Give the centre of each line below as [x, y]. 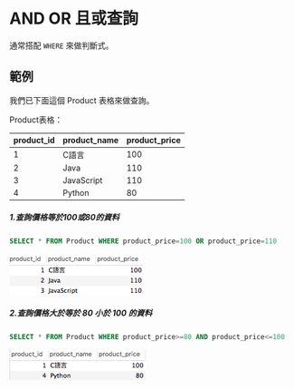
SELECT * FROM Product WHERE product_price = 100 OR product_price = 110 [143, 241]
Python [76, 193]
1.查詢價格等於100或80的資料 [65, 218]
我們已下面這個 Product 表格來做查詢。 [82, 100]
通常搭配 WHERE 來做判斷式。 [62, 45]
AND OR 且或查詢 [74, 19]
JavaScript [83, 180]
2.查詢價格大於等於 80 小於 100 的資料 [81, 313]
